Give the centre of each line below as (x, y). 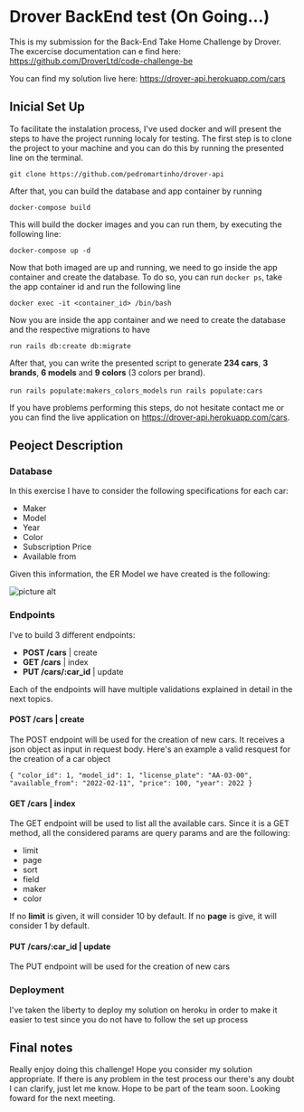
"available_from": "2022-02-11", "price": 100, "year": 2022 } (131, 783)
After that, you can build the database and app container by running (136, 191)
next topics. (31, 699)
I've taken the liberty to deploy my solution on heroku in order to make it (143, 1010)
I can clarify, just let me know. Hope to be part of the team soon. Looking (145, 1088)
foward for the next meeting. (62, 1098)
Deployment (37, 990)
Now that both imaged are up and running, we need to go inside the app (143, 267)
